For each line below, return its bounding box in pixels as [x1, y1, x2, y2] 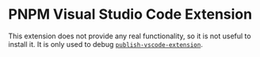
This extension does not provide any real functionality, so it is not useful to [8, 31, 251, 41]
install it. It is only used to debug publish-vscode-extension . [8, 39, 204, 48]
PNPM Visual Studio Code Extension [8, 5, 252, 23]
